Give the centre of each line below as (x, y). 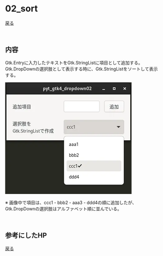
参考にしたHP (26, 235)
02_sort (22, 9)
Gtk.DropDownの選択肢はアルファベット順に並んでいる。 (63, 208)
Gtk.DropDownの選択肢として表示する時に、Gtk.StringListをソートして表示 (81, 69)
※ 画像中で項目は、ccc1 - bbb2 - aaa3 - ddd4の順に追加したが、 (71, 202)
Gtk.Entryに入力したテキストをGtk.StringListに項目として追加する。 (74, 63)
